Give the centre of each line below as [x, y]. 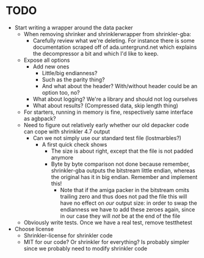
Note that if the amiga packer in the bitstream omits [125, 190]
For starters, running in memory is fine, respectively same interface [108, 112]
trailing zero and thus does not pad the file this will [124, 196]
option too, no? [61, 92]
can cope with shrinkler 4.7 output [67, 131]
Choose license [34, 229]
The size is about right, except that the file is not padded [122, 151]
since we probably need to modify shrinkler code [86, 248]
